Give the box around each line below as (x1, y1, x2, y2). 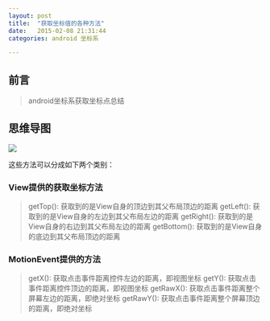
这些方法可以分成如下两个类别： (8, 159, 114, 169)
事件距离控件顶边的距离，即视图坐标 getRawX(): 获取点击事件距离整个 (27, 283, 260, 294)
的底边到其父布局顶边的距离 (27, 232, 121, 241)
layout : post (8, 11, 52, 20)
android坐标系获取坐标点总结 (27, 96, 125, 105)
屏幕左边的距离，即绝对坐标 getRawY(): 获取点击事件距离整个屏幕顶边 (27, 294, 260, 303)
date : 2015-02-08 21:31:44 (8, 27, 106, 35)
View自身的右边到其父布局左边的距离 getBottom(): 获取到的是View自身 (27, 222, 263, 232)
